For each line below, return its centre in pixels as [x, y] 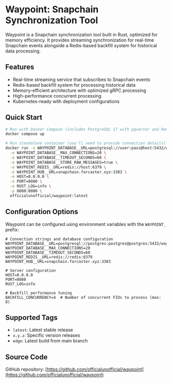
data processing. [23, 51]
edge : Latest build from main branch [50, 341]
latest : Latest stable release [43, 330]
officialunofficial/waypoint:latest [49, 196]
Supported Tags [31, 318]
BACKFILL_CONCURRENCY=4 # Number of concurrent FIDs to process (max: [83, 297]
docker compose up [25, 134]
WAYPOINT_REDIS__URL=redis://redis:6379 [49, 257]
